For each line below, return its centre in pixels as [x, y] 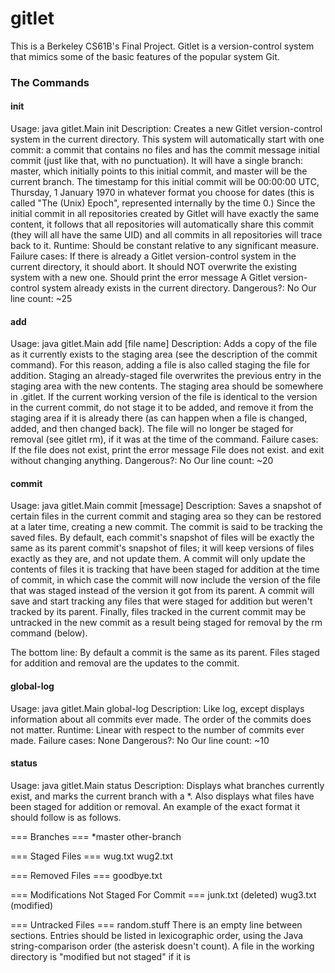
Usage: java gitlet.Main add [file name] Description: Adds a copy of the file [164, 344]
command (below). [49, 633]
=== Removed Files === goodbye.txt [86, 875]
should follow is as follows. [66, 817]
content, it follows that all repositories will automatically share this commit [162, 224]
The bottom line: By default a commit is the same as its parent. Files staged [165, 653]
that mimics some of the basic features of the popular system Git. [145, 56]
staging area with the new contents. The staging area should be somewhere [167, 386]
